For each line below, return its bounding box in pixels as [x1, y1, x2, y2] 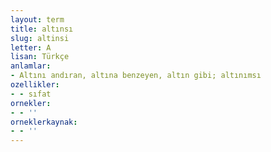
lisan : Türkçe [10, 52, 70, 62]
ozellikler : [10, 80, 60, 90]
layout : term [10, 14, 65, 25]
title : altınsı [10, 24, 74, 34]
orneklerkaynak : [10, 117, 78, 127]
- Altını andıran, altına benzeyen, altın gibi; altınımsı [10, 71, 262, 81]
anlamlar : [10, 61, 52, 71]
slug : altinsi [10, 33, 70, 43]
